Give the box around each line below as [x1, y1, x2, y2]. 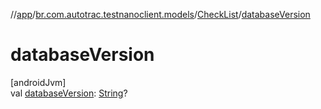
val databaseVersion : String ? [10, 87, 128, 99]
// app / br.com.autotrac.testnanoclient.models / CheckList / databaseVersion [10, 9, 311, 20]
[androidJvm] [10, 76, 67, 88]
